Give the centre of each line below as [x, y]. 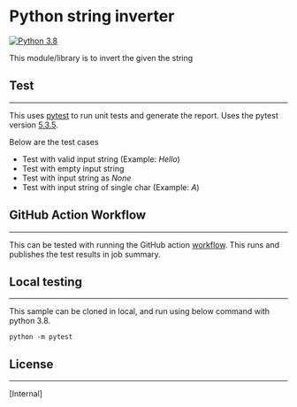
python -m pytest [41, 337]
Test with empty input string [73, 168]
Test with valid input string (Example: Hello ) [101, 159]
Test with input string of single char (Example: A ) [111, 187]
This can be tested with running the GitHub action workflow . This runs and [145, 244]
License [31, 364]
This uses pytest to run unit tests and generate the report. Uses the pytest [144, 115]
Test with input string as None [76, 178]
